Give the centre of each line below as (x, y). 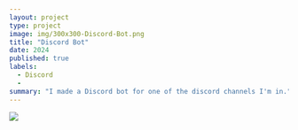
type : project (35, 26)
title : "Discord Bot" (49, 42)
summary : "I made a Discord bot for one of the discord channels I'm (141, 91)
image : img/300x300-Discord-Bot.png (77, 34)
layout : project (39, 17)
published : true (39, 58)
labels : (24, 67)
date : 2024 (29, 50)
